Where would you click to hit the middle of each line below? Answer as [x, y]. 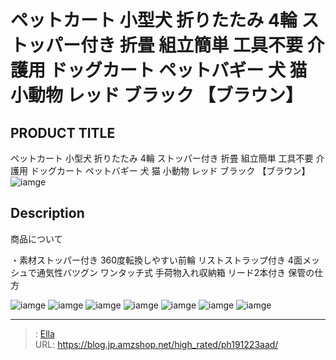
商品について [36, 238]
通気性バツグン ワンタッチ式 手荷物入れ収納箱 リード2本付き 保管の [175, 272]
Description [47, 213]
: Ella [44, 333]
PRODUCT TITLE [63, 132]
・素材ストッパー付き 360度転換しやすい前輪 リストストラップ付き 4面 [156, 260]
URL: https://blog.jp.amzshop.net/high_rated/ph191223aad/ [156, 344]
